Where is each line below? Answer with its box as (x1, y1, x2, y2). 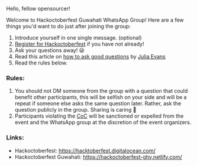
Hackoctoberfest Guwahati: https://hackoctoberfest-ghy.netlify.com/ (14, 153, 182, 160)
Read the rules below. (14, 59, 68, 66)
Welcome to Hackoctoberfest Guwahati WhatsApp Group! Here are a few (6, 17, 185, 23)
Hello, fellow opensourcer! (6, 5, 70, 12)
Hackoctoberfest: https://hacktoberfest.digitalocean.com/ (14, 147, 156, 154)
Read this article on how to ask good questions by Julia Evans (14, 53, 166, 60)
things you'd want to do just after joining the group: (6, 23, 131, 30)
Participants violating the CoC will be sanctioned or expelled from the (14, 112, 184, 120)
